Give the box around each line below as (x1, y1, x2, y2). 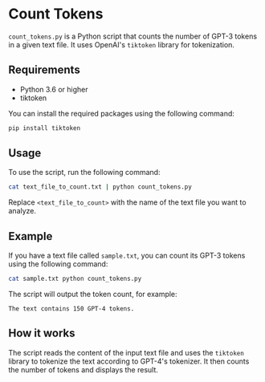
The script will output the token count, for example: (8, 290, 178, 299)
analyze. (8, 206, 37, 216)
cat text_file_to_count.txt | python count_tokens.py (8, 183, 193, 191)
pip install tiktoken (8, 124, 81, 132)
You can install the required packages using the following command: (8, 108, 235, 118)
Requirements (8, 63, 80, 77)
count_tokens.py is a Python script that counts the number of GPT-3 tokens (8, 31, 258, 41)
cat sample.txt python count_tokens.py (8, 274, 142, 283)
